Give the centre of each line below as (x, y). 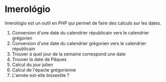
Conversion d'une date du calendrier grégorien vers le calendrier (79, 43)
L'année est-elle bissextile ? (41, 75)
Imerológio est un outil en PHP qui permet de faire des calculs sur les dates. (83, 23)
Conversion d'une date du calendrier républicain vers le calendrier (80, 32)
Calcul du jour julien (32, 64)
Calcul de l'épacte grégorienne (44, 70)
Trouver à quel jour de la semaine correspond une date (69, 54)
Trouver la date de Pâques (39, 59)
